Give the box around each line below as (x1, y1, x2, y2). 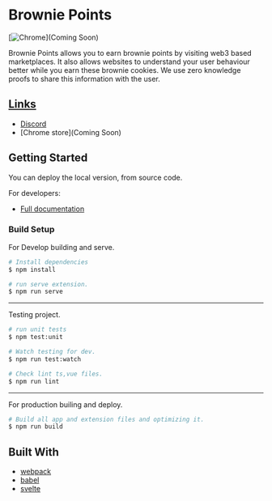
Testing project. (8, 310, 61, 320)
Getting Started (8, 151, 88, 165)
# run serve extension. (8, 280, 89, 288)
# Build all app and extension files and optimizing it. (8, 415, 205, 423)
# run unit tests (8, 325, 67, 333)
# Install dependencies (8, 257, 89, 266)
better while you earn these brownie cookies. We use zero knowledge (8, 65, 241, 74)
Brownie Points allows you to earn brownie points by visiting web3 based (8, 48, 253, 57)
